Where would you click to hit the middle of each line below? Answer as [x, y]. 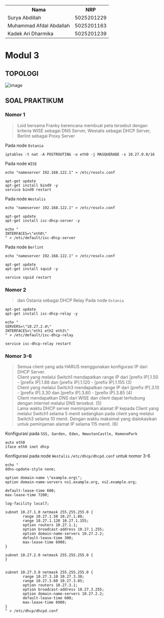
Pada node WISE [21, 163]
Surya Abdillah [24, 18]
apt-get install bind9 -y [31, 185]
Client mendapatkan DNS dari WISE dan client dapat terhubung [81, 398]
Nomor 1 [15, 115]
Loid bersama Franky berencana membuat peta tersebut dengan [82, 125]
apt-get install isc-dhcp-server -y [42, 220]
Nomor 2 [16, 290]
